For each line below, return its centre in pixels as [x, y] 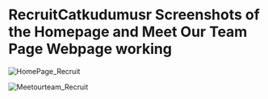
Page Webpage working [90, 49]
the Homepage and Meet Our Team [128, 32]
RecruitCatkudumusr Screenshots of [134, 15]
